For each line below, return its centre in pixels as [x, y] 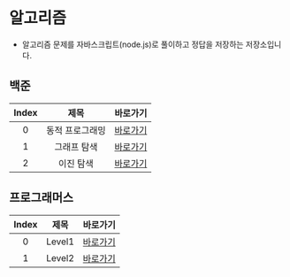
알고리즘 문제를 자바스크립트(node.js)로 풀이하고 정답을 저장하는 [133, 44]
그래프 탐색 [76, 147]
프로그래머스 [41, 198]
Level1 [61, 242]
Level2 [61, 258]
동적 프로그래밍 [76, 130]
